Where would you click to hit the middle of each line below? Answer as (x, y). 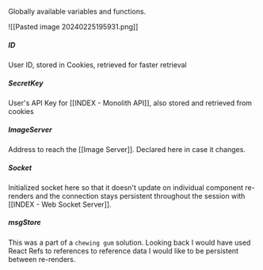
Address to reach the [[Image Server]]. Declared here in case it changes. (127, 149)
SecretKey (26, 83)
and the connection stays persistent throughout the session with (140, 196)
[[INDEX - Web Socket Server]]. (60, 204)
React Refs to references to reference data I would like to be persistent (124, 251)
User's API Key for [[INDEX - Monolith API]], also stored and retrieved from (130, 103)
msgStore (25, 222)
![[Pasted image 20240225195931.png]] (73, 27)
